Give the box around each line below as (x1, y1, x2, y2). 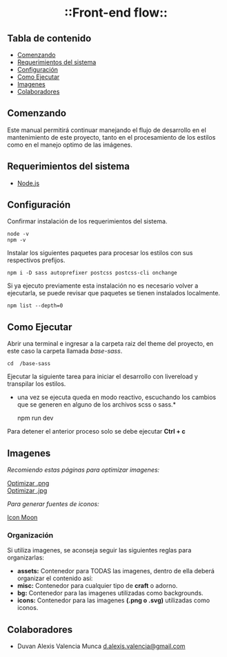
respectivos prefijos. (7, 256, 66, 264)
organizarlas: (7, 553, 45, 562)
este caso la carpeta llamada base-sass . (7, 347, 123, 355)
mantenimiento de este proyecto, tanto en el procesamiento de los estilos (7, 133, 216, 141)
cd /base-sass (7, 360, 51, 367)
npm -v (7, 237, 26, 243)
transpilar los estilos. (7, 380, 66, 388)
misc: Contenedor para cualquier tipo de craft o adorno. (17, 582, 178, 590)
